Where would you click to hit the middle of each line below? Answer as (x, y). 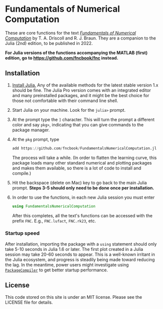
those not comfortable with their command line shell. (65, 101)
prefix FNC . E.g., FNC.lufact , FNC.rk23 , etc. (54, 221)
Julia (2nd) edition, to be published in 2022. (49, 43)
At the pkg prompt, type (36, 139)
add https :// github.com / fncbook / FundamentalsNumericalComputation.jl (84, 148)
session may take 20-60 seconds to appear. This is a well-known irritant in (80, 254)
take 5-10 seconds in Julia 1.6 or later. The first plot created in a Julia (74, 249)
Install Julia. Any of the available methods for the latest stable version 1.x (85, 85)
